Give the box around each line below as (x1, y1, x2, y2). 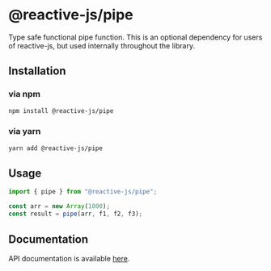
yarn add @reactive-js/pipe (8, 144, 104, 152)
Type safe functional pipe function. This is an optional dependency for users (8, 32, 263, 42)
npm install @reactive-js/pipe (8, 106, 114, 115)
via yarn (8, 126, 41, 137)
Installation (8, 65, 66, 78)
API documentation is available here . (8, 253, 130, 263)
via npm (8, 89, 41, 100)
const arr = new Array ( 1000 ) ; (8, 202, 111, 211)
